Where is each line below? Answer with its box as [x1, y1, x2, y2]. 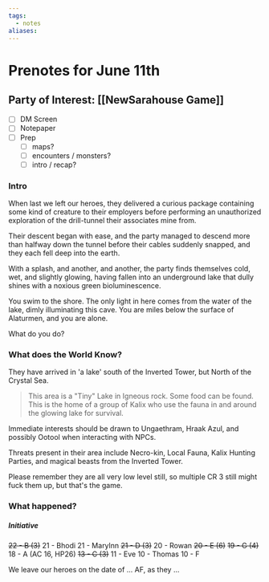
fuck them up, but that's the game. [8, 481, 123, 490]
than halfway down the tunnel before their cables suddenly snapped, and [8, 240, 251, 250]
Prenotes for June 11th [8, 61, 161, 79]
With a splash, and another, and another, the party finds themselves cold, [8, 264, 251, 274]
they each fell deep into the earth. [8, 248, 120, 258]
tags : [8, 11, 26, 20]
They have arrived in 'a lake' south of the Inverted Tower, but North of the [8, 367, 251, 377]
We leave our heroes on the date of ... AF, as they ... [8, 565, 180, 575]
